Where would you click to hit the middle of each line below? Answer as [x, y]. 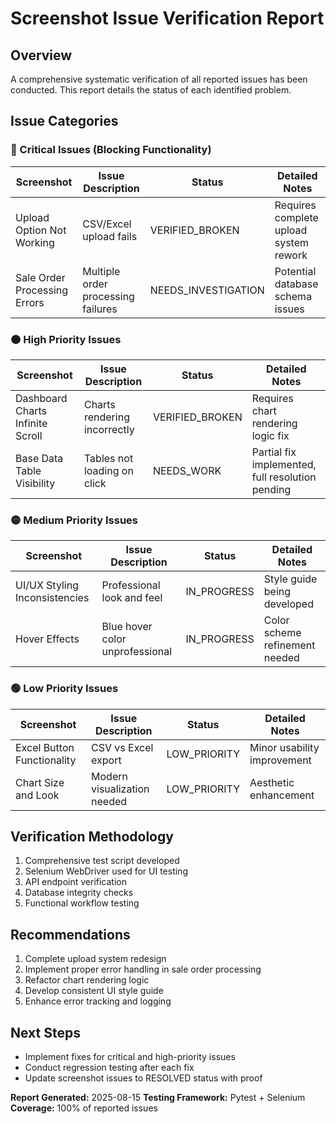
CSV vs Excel [122, 747]
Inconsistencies [52, 598]
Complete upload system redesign [95, 959]
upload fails [110, 236]
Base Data [39, 458]
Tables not [108, 458]
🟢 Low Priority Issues [64, 689]
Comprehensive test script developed [102, 861]
